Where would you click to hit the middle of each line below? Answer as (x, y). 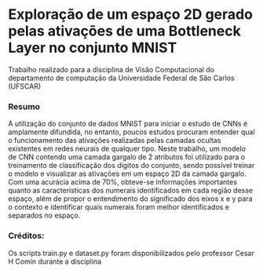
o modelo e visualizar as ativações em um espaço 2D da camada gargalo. (127, 174)
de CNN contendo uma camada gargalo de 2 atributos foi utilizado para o (127, 157)
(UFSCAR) (25, 86)
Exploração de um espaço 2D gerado (131, 15)
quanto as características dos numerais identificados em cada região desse (131, 191)
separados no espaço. (44, 216)
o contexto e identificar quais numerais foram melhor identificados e (119, 207)
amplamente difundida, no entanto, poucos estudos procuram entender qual (131, 132)
